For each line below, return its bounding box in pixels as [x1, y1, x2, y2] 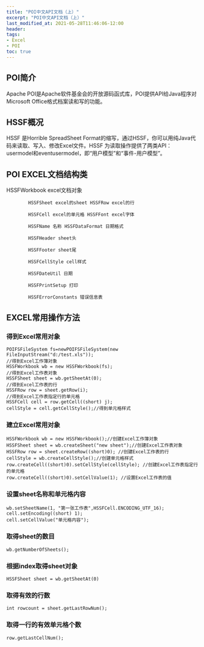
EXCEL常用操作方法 [6, 312, 80, 323]
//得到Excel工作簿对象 [6, 358, 58, 364]
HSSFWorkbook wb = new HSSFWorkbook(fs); [6, 363, 113, 369]
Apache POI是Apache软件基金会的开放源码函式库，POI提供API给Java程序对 [6, 90, 197, 97]
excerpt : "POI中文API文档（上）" [6, 15, 85, 21]
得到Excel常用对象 [6, 332, 61, 341]
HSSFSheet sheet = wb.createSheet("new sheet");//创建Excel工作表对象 [6, 442, 183, 448]
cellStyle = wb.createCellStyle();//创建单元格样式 [6, 455, 134, 462]
